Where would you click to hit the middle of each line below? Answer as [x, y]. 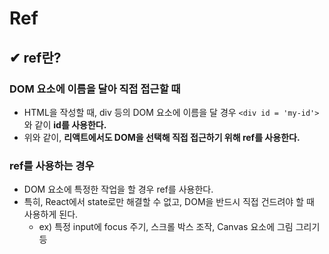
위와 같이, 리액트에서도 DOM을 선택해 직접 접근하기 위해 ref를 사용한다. [162, 137]
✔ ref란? [35, 57]
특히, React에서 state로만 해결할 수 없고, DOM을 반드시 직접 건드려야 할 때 [169, 202]
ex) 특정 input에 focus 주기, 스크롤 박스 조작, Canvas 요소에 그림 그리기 [179, 227]
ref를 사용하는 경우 [52, 165]
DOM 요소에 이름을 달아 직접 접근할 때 [95, 89]
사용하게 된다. [51, 214]
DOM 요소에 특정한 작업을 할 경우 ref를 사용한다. [118, 189]
